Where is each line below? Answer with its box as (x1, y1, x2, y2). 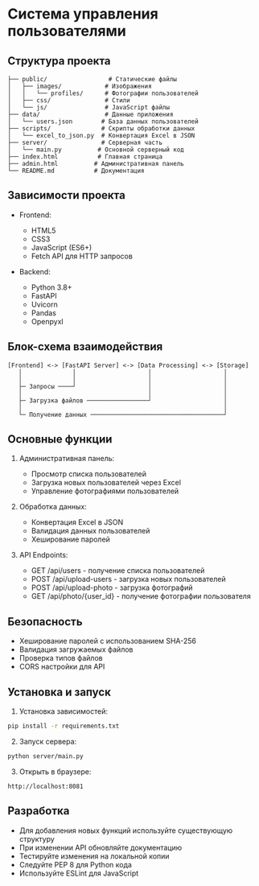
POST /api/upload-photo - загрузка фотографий (31, 583, 194, 592)
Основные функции (7, 432, 113, 447)
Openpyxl (31, 316, 64, 326)
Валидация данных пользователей (31, 526, 150, 536)
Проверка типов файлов (18, 653, 103, 663)
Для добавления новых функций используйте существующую (18, 826, 233, 835)
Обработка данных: (18, 502, 88, 512)
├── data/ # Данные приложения (7, 110, 174, 118)
